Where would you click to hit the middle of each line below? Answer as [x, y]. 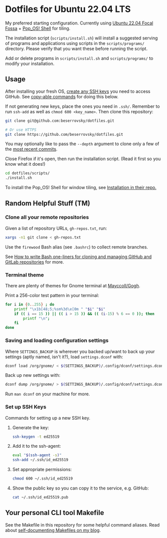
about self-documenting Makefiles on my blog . [53, 530]
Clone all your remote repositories [47, 217]
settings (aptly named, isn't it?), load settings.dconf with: [64, 357]
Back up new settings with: [33, 375]
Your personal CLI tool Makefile [55, 513]
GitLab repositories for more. [35, 262]
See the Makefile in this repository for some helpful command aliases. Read [83, 525]
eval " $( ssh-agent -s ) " [37, 455]
